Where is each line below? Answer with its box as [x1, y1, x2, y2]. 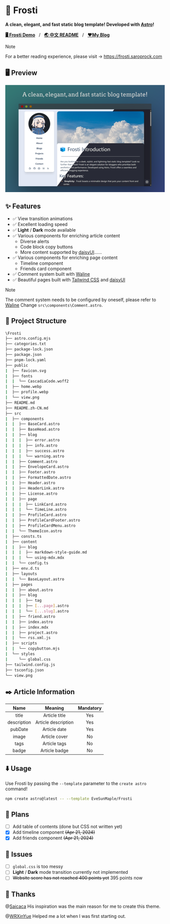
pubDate [10, 726, 29, 732]
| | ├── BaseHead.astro [5, 427, 60, 432]
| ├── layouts [5, 571, 37, 576]
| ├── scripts [5, 641, 37, 646]
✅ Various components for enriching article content [12, 233, 120, 239]
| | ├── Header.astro [5, 481, 56, 486]
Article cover [41, 733, 68, 740]
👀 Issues [5, 850, 33, 859]
